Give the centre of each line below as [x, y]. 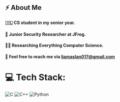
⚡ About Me [23, 8]
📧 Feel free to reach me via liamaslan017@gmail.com [60, 56]
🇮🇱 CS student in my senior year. [40, 23]
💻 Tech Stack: [35, 77]
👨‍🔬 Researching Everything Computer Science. [54, 46]
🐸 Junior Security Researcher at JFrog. [45, 34]
